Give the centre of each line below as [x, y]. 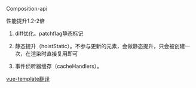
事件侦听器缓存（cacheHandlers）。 [59, 66]
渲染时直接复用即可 [54, 54]
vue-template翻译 [28, 79]
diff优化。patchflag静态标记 [49, 33]
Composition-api [27, 9]
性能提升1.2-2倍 [25, 21]
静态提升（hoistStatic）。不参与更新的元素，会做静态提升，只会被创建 [100, 46]
